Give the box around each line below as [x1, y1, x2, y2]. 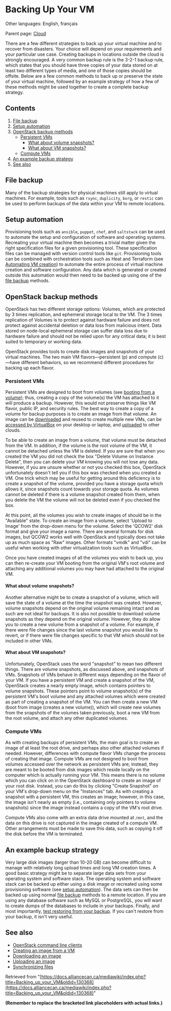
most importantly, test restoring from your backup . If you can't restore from [5, 908, 164, 914]
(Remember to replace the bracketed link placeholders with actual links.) [5, 1000, 163, 1006]
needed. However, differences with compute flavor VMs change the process [5, 750, 166, 756]
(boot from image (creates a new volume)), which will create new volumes [5, 704, 161, 710]
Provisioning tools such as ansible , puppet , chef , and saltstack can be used [5, 229, 165, 235]
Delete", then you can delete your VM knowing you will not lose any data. [5, 459, 159, 465]
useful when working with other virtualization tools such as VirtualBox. [5, 545, 153, 551]
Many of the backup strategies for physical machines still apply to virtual [5, 189, 158, 195]
